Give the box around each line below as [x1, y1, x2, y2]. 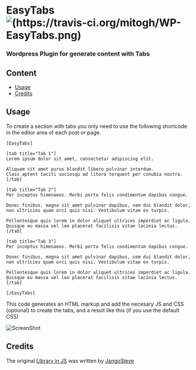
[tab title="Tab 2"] [6, 186, 57, 192]
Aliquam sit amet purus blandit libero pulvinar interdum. [6, 166, 154, 172]
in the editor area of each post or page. [6, 129, 101, 136]
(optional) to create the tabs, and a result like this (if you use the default [6, 306, 180, 313]
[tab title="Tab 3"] [6, 238, 57, 244]
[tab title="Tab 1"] [6, 150, 57, 156]
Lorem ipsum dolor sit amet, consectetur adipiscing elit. [6, 156, 154, 162]
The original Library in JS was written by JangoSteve [6, 357, 134, 364]
